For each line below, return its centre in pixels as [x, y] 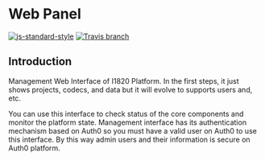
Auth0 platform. [34, 148]
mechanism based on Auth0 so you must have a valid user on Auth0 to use [133, 130]
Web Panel [45, 14]
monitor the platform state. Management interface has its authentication [128, 122]
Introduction [40, 62]
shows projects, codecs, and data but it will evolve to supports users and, [130, 89]
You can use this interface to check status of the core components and [126, 114]
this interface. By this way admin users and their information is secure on [130, 139]
